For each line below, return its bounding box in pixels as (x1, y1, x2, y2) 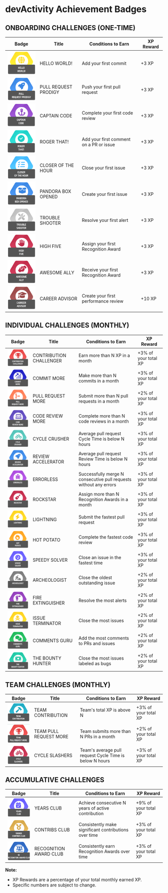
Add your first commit (81, 60, 126, 66)
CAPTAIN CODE (39, 112, 72, 118)
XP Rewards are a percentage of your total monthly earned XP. (12, 876, 142, 882)
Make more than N (78, 372, 116, 378)
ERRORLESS (32, 476, 58, 482)
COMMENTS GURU (32, 637, 73, 644)
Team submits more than (79, 728, 131, 734)
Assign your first (81, 240, 116, 246)
